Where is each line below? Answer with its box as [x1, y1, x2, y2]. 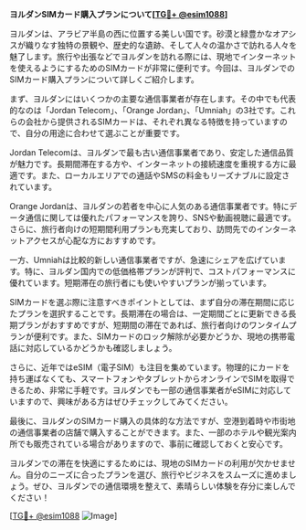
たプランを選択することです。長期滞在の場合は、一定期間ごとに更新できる [9, 308, 289, 319]
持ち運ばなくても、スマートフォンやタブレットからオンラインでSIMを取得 [9, 374, 288, 384]
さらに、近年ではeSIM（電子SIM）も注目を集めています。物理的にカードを [9, 362, 290, 373]
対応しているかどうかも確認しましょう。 [25, 343, 177, 353]
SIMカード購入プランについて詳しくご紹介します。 [9, 74, 199, 85]
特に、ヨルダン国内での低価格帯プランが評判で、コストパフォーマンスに [24, 266, 297, 277]
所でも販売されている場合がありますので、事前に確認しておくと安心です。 [9, 439, 288, 449]
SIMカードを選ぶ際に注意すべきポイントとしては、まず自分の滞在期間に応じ [9, 297, 295, 307]
